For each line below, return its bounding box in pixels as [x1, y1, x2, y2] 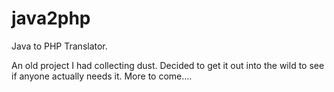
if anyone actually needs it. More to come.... [11, 70, 193, 82]
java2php [11, 7, 91, 30]
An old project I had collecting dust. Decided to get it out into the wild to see [11, 59, 325, 71]
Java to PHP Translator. [11, 40, 108, 52]
